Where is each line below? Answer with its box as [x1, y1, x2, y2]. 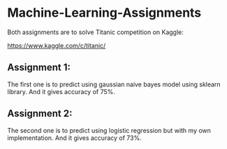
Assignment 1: [7, 61, 71, 74]
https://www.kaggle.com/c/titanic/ [7, 41, 106, 49]
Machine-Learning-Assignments [7, 5, 202, 21]
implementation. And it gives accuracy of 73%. [7, 134, 142, 142]
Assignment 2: [7, 108, 73, 120]
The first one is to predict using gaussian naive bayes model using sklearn [7, 80, 221, 88]
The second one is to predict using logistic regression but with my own [7, 126, 212, 134]
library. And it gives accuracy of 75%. [7, 87, 115, 95]
